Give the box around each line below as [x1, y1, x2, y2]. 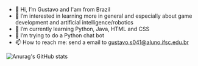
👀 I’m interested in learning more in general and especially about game [15, 12, 193, 20]
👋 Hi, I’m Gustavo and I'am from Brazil [15, 6, 111, 13]
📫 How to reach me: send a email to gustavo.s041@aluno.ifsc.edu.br [15, 38, 189, 46]
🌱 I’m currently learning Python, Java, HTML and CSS [15, 25, 150, 32]
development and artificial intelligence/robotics [15, 19, 134, 26]
